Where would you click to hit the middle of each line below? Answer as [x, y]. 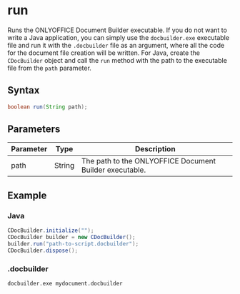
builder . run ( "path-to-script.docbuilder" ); [73, 244]
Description [155, 149]
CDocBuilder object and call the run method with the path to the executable [117, 60]
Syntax [24, 90]
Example [27, 195]
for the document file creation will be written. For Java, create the [104, 53]
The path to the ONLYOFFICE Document [149, 161]
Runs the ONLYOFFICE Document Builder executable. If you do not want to [117, 30]
